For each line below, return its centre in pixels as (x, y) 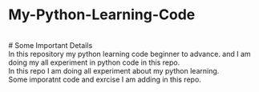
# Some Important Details (51, 45)
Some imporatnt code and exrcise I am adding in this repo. (105, 79)
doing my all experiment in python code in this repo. (94, 62)
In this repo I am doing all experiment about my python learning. (114, 70)
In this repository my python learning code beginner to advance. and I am (129, 54)
